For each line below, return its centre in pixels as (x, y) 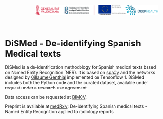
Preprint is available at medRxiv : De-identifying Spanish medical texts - (76, 106)
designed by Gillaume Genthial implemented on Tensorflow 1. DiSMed (75, 77)
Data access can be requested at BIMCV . (46, 97)
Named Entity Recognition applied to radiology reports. (60, 112)
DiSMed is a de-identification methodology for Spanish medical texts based (81, 67)
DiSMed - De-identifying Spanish (73, 44)
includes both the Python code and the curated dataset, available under (77, 83)
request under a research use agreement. (47, 88)
